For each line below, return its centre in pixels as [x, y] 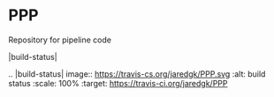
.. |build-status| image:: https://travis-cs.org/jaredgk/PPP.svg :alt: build [137, 74]
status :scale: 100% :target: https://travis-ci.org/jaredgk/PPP [118, 83]
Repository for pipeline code [60, 40]
